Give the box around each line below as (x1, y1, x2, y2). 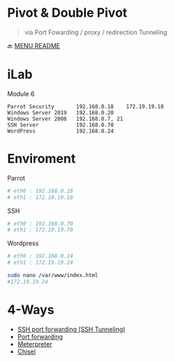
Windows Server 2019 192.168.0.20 (7, 109, 114, 116)
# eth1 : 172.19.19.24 (7, 259, 73, 266)
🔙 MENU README (7, 41, 61, 50)
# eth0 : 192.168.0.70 (7, 220, 73, 227)
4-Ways (7, 302, 55, 317)
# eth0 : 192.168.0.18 (7, 187, 73, 194)
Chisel (17, 347, 36, 356)
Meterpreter (17, 340, 52, 348)
